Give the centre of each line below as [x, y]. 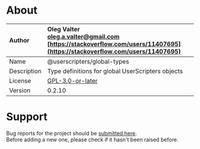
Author [19, 40]
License [20, 81]
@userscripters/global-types [88, 61]
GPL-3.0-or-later [73, 81]
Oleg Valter [64, 29]
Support [27, 117]
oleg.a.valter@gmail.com [84, 36]
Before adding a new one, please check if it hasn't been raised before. [92, 140]
